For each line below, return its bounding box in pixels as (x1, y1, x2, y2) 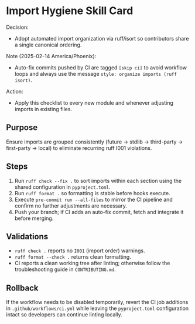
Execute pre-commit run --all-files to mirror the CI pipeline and (14, 196, 173, 203)
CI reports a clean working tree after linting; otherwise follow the (14, 260, 170, 267)
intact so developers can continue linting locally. (6, 311, 122, 318)
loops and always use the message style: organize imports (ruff (14, 70, 177, 77)
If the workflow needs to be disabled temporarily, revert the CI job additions (6, 299, 189, 306)
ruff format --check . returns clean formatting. (14, 253, 132, 260)
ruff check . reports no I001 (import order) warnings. (14, 247, 145, 254)
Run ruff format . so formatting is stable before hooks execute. (14, 189, 171, 196)
